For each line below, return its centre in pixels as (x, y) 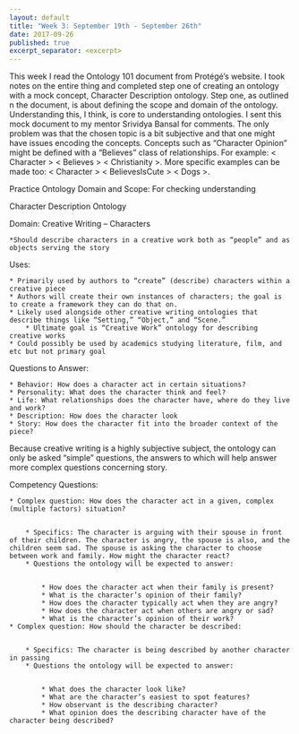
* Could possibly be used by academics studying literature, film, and (145, 344)
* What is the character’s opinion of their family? (142, 596)
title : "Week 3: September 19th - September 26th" (106, 26)
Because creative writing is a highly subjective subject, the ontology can (142, 448)
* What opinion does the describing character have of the (154, 713)
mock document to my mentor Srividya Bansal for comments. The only (140, 124)
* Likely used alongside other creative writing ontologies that (133, 313)
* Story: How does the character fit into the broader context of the (144, 424)
